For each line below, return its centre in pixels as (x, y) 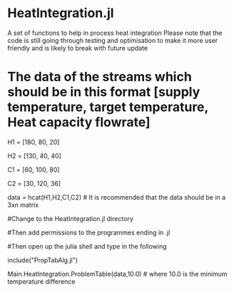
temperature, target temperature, (108, 107)
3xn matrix (23, 205)
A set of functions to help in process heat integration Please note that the (115, 33)
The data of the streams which (100, 77)
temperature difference (41, 281)
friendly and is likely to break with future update (78, 48)
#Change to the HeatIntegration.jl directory (71, 218)
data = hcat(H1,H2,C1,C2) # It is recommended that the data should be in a (117, 197)
